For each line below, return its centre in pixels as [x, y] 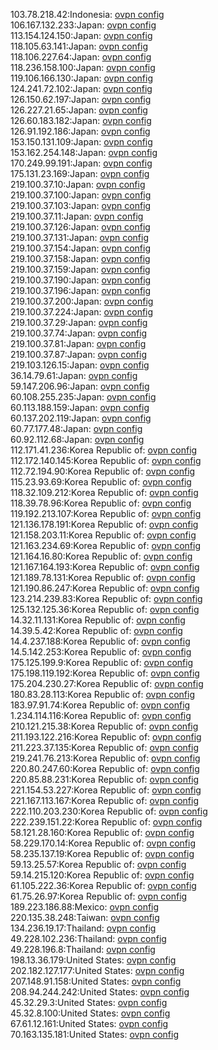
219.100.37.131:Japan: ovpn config [80, 237]
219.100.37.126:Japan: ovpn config [80, 227]
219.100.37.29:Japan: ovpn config [79, 322]
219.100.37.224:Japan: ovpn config [82, 312]
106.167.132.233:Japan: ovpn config [83, 25]
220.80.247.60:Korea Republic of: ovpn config [105, 768]
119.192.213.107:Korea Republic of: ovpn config [106, 513]
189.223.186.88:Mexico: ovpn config [85, 907]
